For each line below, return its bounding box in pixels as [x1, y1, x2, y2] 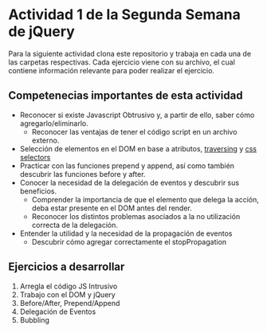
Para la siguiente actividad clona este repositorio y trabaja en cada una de [8, 49, 252, 58]
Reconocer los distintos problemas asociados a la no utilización [31, 211, 241, 221]
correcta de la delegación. [31, 220, 118, 229]
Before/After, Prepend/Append [19, 298, 120, 308]
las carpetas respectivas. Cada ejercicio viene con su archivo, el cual [8, 57, 235, 67]
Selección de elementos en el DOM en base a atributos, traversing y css [19, 143, 257, 153]
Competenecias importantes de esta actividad [8, 89, 243, 103]
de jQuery [8, 22, 76, 41]
